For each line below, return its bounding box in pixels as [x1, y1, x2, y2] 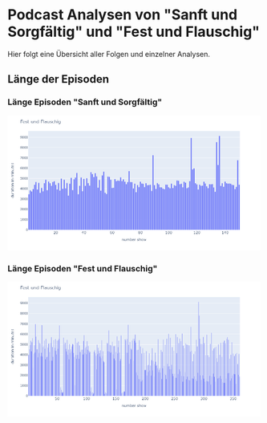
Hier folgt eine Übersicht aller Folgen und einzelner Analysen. [7, 49, 210, 59]
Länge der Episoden [7, 72, 110, 86]
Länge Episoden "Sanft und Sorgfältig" [7, 96, 163, 108]
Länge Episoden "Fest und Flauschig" [7, 262, 158, 274]
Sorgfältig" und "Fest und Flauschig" [7, 22, 261, 41]
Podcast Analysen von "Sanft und [7, 6, 238, 24]
